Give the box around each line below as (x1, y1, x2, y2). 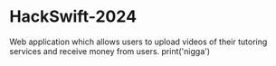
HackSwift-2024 (9, 6, 138, 27)
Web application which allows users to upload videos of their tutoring (9, 36, 268, 47)
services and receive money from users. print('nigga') (9, 45, 211, 56)
